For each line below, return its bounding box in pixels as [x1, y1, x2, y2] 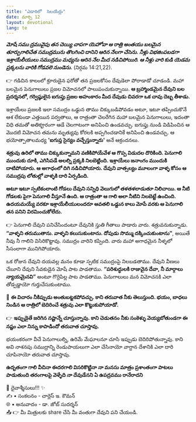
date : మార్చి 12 [6, 14, 40, 20]
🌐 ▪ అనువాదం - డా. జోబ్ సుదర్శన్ [6, 401, 78, 408]
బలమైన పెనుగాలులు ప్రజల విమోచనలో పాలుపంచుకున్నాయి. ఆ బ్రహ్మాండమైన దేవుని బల [6, 85, 185, 92]
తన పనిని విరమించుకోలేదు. [6, 208, 63, 215]
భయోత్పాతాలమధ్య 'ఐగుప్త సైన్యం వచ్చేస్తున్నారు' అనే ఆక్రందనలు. [6, 137, 139, 144]
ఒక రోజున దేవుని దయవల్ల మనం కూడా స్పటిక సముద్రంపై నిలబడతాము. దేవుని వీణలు [6, 258, 180, 265]
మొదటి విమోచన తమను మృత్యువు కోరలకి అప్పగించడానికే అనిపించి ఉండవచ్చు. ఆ [6, 129, 174, 136]
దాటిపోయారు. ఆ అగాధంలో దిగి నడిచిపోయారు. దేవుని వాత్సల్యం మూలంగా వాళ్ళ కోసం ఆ [6, 165, 187, 172]
